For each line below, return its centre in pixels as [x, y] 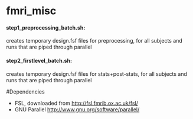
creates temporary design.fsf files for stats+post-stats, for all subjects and [97, 74]
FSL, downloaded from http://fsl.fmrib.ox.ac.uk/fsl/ [76, 103]
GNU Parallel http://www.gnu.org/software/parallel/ [77, 109]
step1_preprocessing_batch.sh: [46, 27]
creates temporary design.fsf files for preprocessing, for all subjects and [94, 41]
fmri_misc [31, 11]
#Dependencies [26, 91]
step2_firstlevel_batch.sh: [39, 60]
